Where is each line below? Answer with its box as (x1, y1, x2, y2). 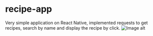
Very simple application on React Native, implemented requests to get (5, 20, 148, 26)
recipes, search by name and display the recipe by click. (5, 25, 121, 31)
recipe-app (5, 3, 52, 15)
